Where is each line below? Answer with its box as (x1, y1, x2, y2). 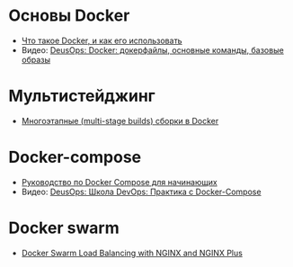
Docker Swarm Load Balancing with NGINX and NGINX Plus (21, 247, 244, 258)
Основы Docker (8, 5, 130, 26)
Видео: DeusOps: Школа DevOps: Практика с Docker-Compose (21, 186, 262, 197)
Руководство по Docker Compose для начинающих (21, 176, 218, 187)
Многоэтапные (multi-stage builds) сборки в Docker (21, 115, 219, 126)
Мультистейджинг (8, 86, 156, 106)
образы (21, 54, 51, 65)
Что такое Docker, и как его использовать (21, 35, 182, 46)
